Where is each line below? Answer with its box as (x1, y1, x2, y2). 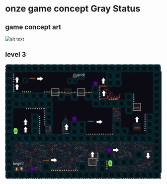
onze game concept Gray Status (5, 3, 141, 14)
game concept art (5, 23, 62, 31)
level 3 (5, 50, 26, 59)
